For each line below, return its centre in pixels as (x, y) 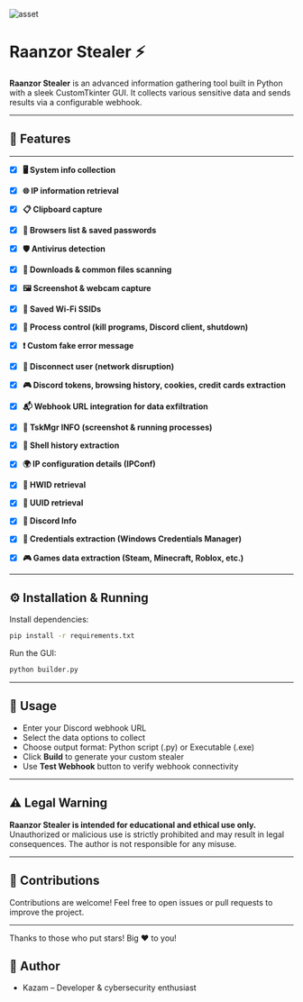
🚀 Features (40, 139)
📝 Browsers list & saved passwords (89, 230)
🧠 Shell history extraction (71, 445)
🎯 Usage (33, 706)
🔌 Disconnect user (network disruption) (98, 367)
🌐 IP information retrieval (70, 190)
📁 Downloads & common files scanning (97, 269)
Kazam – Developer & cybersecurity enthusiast (109, 988)
